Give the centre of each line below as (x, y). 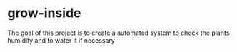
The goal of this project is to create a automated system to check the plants (118, 33)
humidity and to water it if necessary (61, 40)
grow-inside (44, 13)
